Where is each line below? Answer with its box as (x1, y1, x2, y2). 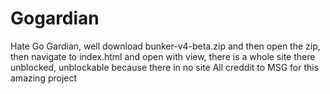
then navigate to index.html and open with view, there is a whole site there (10, 50, 316, 62)
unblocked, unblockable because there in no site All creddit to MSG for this (10, 61, 320, 73)
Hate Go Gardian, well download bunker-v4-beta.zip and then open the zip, (10, 40, 321, 52)
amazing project (10, 72, 78, 84)
